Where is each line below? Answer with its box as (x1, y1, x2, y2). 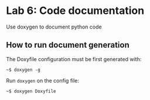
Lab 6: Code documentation (6, 4, 145, 17)
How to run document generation (6, 40, 130, 50)
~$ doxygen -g (6, 67, 41, 73)
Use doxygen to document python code (6, 23, 102, 30)
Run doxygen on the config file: (6, 77, 80, 84)
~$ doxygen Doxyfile (6, 88, 57, 94)
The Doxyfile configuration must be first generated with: (6, 55, 142, 62)
